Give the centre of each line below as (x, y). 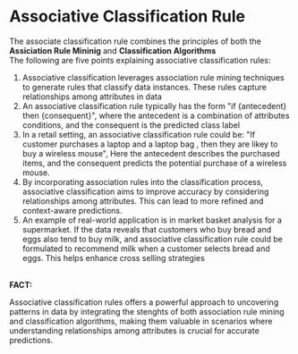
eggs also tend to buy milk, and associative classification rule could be (153, 239)
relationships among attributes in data (92, 97)
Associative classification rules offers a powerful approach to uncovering (144, 302)
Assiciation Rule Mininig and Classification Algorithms (113, 50)
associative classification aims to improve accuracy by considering (145, 191)
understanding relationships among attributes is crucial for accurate (134, 330)
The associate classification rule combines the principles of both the (135, 41)
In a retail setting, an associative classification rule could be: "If (139, 134)
